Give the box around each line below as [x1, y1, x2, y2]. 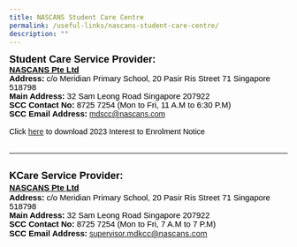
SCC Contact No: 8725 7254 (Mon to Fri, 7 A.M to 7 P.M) [9, 220, 217, 229]
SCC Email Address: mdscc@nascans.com [9, 109, 166, 119]
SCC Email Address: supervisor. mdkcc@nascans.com [9, 228, 208, 239]
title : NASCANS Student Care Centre [9, 12, 144, 22]
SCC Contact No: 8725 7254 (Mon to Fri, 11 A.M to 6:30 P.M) [9, 101, 232, 110]
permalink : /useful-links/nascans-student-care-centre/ [9, 21, 219, 30]
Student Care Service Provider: [9, 54, 156, 66]
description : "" [9, 29, 69, 38]
